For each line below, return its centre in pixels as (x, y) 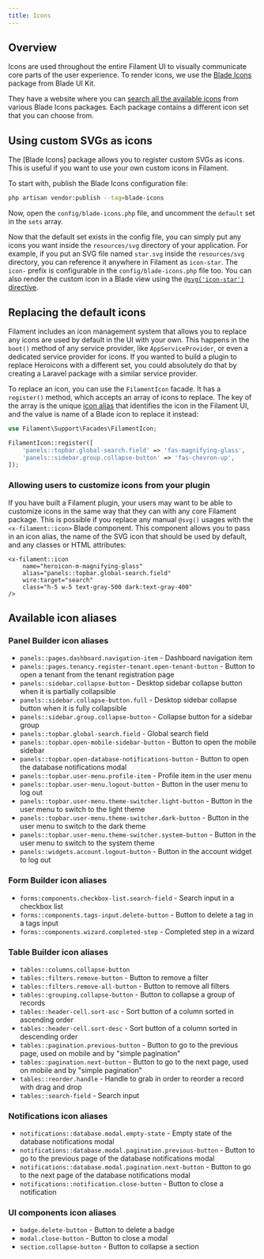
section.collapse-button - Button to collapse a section (109, 1247)
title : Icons (30, 15)
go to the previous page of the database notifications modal (117, 1158)
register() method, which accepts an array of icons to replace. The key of (130, 397)
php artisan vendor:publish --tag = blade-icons (86, 198)
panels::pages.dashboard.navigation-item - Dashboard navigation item (136, 658)
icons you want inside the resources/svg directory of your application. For (128, 246)
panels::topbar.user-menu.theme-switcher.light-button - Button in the (136, 801)
